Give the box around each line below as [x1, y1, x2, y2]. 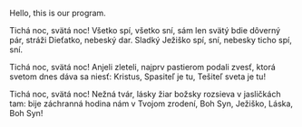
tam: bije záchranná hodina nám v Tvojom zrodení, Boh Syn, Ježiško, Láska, [9, 98, 293, 109]
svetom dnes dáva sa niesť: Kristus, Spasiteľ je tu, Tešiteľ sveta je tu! [9, 71, 266, 82]
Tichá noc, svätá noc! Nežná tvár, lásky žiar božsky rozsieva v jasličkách [9, 89, 281, 99]
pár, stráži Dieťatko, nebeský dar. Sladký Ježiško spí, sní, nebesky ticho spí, [9, 35, 292, 45]
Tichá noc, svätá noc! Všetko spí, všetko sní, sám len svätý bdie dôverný [9, 25, 281, 35]
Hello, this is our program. [9, 8, 106, 18]
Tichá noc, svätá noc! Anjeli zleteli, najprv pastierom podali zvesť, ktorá [9, 62, 277, 72]
